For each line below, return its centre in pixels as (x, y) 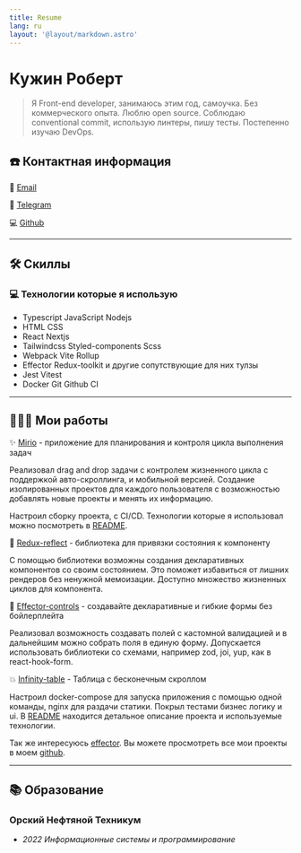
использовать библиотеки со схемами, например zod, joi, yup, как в (140, 652)
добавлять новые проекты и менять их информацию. (111, 498)
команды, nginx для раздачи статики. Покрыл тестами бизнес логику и (146, 706)
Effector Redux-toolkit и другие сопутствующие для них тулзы (140, 365)
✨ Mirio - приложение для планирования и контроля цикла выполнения (146, 442)
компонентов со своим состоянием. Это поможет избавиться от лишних (149, 570)
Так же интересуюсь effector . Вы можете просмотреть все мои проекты (148, 743)
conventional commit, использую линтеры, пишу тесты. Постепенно (160, 123)
